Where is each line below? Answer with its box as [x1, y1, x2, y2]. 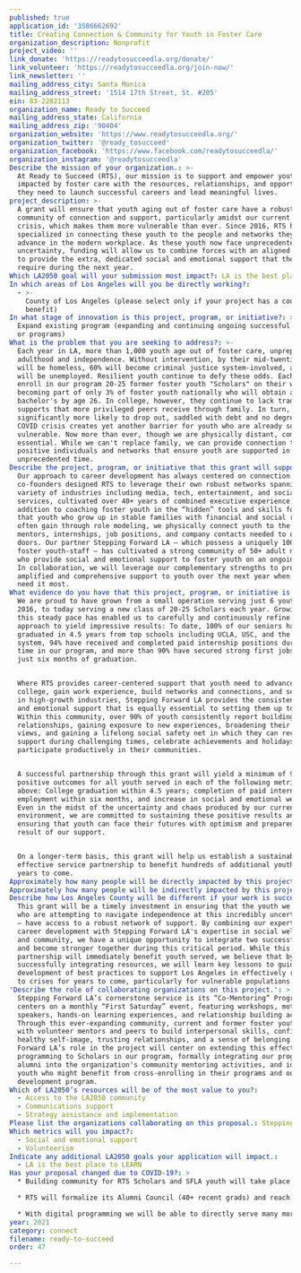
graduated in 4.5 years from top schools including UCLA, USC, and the [17, 629, 291, 639]
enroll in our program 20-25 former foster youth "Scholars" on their [17, 380, 287, 389]
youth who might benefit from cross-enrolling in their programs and [17, 1069, 282, 1078]
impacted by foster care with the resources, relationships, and [17, 180, 267, 189]
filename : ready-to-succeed [9, 1234, 115, 1243]
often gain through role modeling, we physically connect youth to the [17, 522, 291, 531]
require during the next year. [17, 264, 134, 273]
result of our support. [17, 828, 106, 837]
